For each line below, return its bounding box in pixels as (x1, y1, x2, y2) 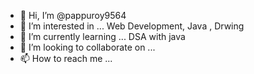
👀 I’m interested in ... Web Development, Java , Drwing (19, 20, 245, 32)
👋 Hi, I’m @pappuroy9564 (19, 10, 127, 21)
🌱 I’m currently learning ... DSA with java (19, 31, 186, 42)
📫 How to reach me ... (19, 53, 113, 64)
